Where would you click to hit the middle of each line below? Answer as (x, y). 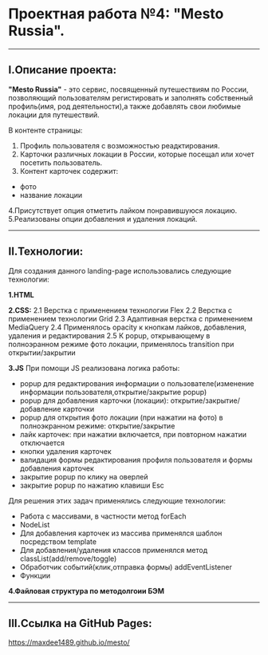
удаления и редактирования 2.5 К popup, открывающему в (109, 335)
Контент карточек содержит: (69, 171)
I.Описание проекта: (63, 70)
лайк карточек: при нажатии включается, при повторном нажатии (133, 434)
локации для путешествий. (54, 114)
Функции (35, 575)
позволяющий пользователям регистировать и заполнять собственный (131, 97)
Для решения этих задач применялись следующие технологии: (117, 500)
